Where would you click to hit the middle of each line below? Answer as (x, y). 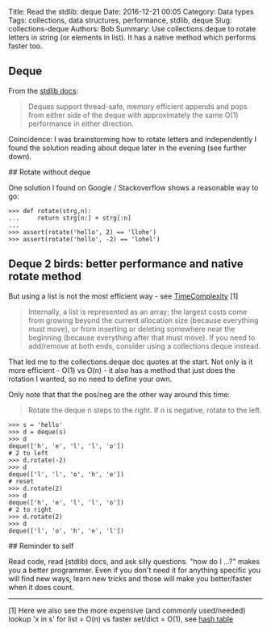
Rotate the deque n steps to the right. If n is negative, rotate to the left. (145, 410)
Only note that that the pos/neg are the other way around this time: (119, 394)
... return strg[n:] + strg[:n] (70, 218)
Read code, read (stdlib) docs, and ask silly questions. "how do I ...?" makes (134, 561)
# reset (21, 481)
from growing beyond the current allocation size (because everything (143, 320)
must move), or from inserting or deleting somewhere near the (131, 329)
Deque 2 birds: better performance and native (126, 264)
